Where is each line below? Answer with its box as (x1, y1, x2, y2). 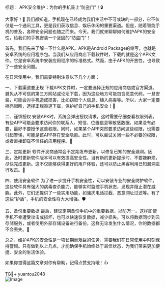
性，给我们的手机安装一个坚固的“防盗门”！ (5, 35, 91, 40)
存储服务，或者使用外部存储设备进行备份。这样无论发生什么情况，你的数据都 (5, 221, 160, 226)
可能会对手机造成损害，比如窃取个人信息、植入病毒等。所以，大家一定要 (13, 97, 160, 102)
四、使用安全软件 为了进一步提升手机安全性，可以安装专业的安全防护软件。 (5, 178, 157, 183)
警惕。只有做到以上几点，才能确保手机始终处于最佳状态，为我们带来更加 (9, 243, 156, 249)
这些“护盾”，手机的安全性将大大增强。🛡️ (5, 196, 86, 202)
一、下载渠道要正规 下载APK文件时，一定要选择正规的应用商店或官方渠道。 (5, 85, 157, 90)
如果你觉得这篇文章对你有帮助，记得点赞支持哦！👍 (5, 260, 109, 265)
